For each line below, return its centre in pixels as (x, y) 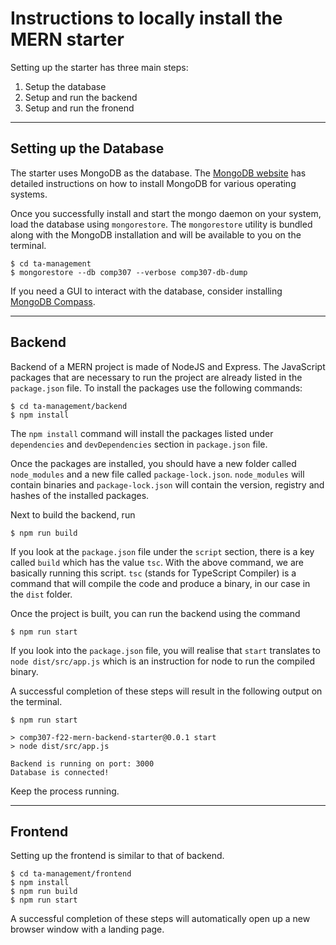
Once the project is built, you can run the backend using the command (155, 613)
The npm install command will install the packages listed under (142, 433)
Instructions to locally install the (146, 18)
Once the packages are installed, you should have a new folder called (153, 463)
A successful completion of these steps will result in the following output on (166, 691)
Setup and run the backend (81, 97)
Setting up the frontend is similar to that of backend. (117, 856)
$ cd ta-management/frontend (71, 874)
